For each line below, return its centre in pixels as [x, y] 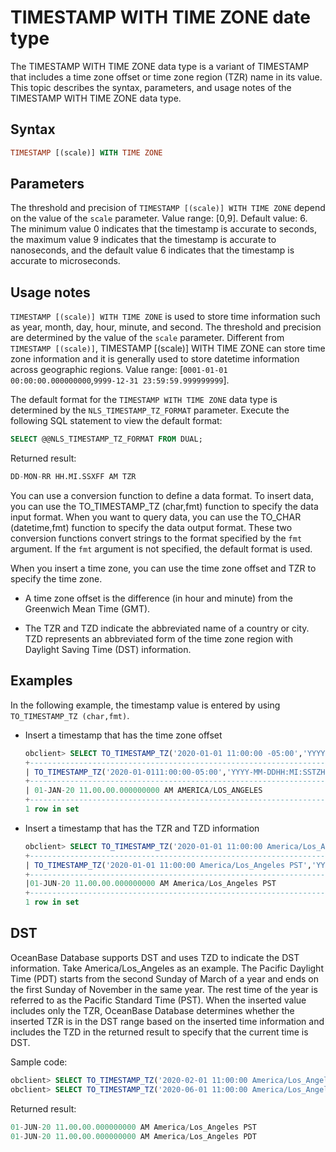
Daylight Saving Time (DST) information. [108, 649]
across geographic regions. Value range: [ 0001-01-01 [119, 370]
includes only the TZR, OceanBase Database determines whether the [152, 1010]
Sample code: [39, 1062]
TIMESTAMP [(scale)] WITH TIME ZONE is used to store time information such [165, 317]
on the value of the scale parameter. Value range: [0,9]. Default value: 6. [159, 218]
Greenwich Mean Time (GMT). [87, 609]
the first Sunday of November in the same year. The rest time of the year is [164, 989]
